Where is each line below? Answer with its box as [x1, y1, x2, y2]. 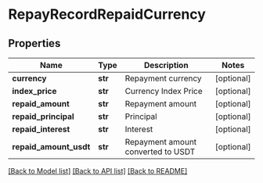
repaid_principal [12, 111, 74, 122]
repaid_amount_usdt [12, 142, 91, 152]
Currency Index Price [124, 86, 204, 96]
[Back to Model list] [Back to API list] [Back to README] [8, 167, 188, 175]
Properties [8, 37, 61, 50]
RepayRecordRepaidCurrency [8, 5, 206, 23]
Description [143, 60, 189, 70]
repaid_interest [12, 124, 70, 135]
